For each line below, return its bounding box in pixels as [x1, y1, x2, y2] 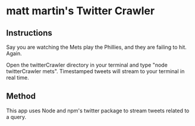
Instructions [6, 28, 52, 38]
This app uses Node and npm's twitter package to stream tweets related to [6, 107, 190, 114]
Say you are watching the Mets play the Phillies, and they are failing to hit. [6, 43, 187, 51]
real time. [6, 74, 29, 81]
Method [6, 91, 36, 102]
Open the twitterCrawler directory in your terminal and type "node [6, 61, 168, 68]
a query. [6, 113, 27, 120]
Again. [6, 50, 22, 57]
